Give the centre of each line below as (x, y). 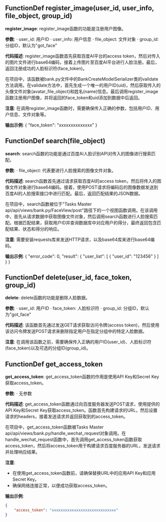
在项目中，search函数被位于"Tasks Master (49, 204)
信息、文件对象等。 (29, 114)
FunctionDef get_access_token (54, 364)
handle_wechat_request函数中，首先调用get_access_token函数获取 (74, 439)
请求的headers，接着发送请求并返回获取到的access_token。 (66, 417)
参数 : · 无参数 (19, 394)
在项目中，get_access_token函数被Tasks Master (55, 427)
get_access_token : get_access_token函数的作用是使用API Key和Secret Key (82, 377)
